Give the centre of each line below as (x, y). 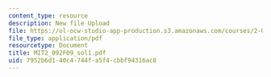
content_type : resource (48, 16)
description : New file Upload (59, 23)
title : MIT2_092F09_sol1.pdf (57, 53)
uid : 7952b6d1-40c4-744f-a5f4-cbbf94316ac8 (83, 61)
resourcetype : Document (48, 46)
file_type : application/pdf (56, 38)
